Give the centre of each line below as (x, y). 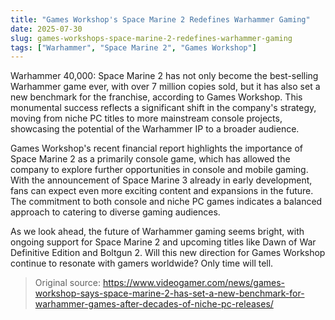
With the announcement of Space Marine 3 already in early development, (161, 180)
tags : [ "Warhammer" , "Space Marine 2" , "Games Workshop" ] (133, 47)
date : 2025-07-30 (46, 29)
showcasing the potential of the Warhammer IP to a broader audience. (155, 129)
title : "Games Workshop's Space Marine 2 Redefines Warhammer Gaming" (160, 19)
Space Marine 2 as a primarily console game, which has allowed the (150, 159)
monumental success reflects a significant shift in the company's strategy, (163, 108)
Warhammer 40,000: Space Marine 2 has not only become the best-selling (164, 76)
